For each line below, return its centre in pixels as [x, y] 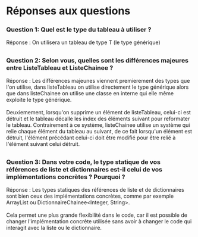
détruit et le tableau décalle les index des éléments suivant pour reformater [98, 119]
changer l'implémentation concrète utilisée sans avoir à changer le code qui [99, 222]
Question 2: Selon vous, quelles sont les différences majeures [98, 60]
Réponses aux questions [68, 11]
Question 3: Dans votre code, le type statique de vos [83, 162]
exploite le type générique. [39, 100]
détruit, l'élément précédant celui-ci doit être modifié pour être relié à [91, 138]
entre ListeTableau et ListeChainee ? [60, 68]
